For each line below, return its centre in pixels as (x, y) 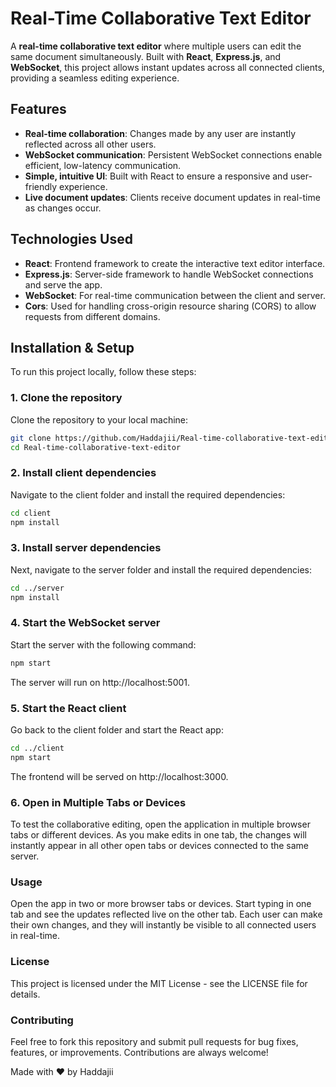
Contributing (42, 1020)
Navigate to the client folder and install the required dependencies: (148, 494)
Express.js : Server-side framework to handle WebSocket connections (169, 274)
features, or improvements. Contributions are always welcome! (139, 1052)
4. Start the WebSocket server (85, 623)
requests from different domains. (92, 316)
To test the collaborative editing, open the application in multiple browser (160, 824)
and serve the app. (63, 284)
